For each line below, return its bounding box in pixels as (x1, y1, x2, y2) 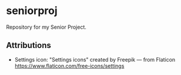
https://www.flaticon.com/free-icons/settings (14, 62, 125, 69)
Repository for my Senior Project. (6, 23, 87, 30)
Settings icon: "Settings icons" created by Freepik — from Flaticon (14, 56, 176, 63)
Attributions (6, 40, 52, 50)
